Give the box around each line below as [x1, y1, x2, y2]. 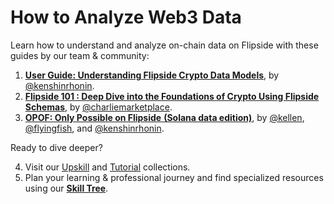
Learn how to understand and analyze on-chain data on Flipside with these [10, 39, 319, 51]
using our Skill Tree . [24, 182, 109, 194]
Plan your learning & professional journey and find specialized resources [24, 171, 324, 183]
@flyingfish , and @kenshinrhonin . [24, 122, 165, 134]
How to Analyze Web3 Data [10, 6, 242, 29]
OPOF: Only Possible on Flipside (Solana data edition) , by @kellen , [24, 111, 305, 123]
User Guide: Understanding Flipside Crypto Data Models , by [24, 69, 280, 81]
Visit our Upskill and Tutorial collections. [24, 161, 191, 173]
